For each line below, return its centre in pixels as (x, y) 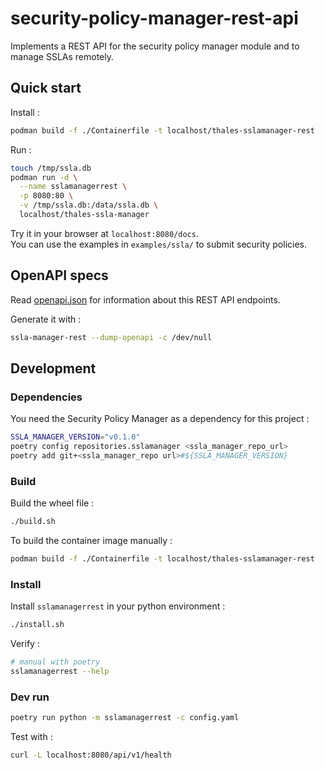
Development (53, 368)
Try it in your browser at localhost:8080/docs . (104, 233)
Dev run (30, 697)
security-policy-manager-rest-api (154, 18)
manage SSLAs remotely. (62, 56)
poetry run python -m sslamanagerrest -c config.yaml (125, 718)
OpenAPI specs (59, 275)
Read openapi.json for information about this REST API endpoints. (145, 299)
